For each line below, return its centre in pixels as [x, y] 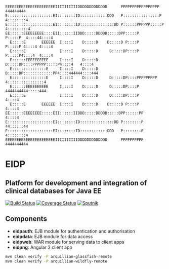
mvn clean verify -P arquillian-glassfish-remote [59, 256]
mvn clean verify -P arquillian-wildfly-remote [56, 261]
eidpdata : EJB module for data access [53, 236]
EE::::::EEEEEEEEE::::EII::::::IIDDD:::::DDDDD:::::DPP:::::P [72, 33]
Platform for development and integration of [76, 183]
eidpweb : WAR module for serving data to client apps [69, 242]
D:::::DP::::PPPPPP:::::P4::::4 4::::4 [50, 64]
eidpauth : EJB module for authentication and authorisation [74, 231]
